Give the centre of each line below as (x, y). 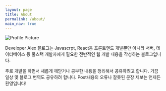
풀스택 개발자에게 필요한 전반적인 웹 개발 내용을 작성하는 (86, 54)
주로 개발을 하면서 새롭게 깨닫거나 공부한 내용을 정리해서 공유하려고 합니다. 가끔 (82, 71)
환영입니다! (16, 84)
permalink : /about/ (25, 19)
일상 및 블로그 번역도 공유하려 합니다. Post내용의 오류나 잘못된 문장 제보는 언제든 (83, 77)
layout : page (19, 10)
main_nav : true (21, 24)
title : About (19, 14)
